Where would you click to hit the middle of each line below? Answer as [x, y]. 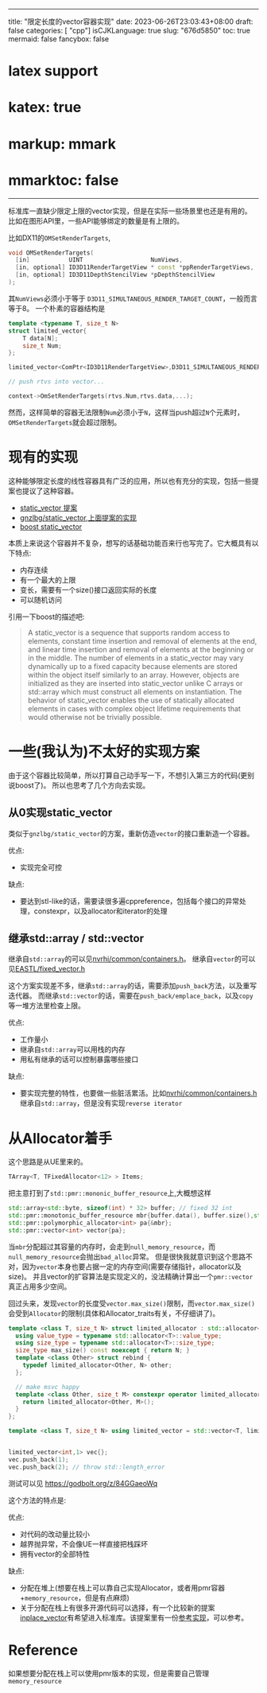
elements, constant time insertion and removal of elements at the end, [142, 640]
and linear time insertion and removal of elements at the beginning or [141, 649]
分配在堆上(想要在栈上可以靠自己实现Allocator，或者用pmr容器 [122, 1587]
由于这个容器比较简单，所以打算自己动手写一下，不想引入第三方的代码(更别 [132, 775]
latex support [53, 71]
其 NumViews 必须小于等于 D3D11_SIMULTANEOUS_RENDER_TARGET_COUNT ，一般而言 [133, 298]
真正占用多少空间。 [40, 1286]
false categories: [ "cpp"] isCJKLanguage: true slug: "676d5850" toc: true [130, 30]
